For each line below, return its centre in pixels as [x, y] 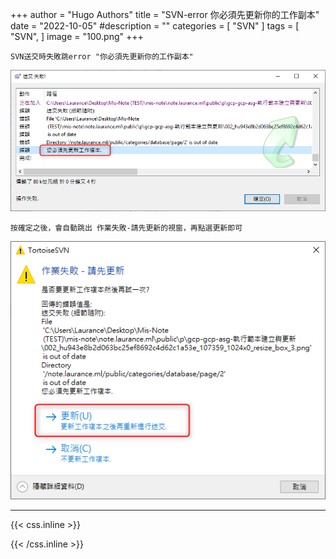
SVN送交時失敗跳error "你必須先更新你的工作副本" [102, 57]
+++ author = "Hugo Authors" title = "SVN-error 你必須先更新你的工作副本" [165, 14]
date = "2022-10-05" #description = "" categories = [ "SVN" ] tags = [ [155, 26]
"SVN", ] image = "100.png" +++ [77, 36]
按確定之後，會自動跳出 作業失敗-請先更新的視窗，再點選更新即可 [126, 228]
